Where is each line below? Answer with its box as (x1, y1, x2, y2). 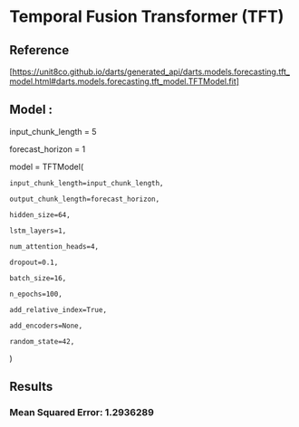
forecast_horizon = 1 (9, 143, 86, 155)
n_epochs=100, (9, 289, 63, 299)
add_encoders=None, (9, 321, 83, 330)
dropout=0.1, (9, 258, 59, 267)
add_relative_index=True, (9, 305, 107, 314)
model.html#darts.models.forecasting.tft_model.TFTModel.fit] (9, 76, 240, 87)
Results (9, 379, 53, 394)
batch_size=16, (9, 273, 67, 282)
